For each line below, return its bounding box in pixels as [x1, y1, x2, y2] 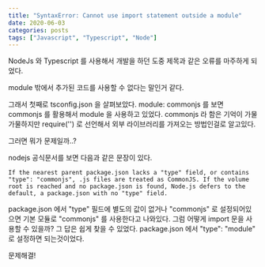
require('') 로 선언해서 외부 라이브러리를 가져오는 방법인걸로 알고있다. [42, 119, 256, 129]
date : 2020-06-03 [8, 19, 66, 27]
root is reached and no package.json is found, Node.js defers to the [8, 182, 246, 190]
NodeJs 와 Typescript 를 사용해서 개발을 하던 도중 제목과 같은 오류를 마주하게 [8, 56, 249, 66]
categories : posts [8, 26, 69, 34]
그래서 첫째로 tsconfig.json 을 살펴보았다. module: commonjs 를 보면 [8, 100, 224, 109]
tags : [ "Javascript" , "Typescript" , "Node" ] [8, 33, 157, 42]
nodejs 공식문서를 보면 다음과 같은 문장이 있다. [8, 153, 153, 163]
